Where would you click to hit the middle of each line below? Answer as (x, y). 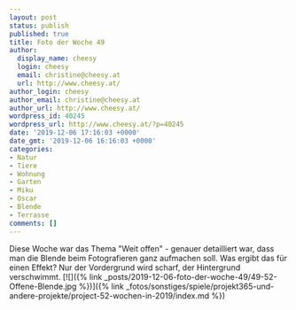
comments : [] (33, 223)
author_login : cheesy (49, 91)
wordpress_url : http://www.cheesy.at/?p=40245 (97, 125)
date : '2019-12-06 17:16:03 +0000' (75, 133)
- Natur (23, 157)
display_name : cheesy (57, 58)
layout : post (33, 17)
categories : (31, 149)
